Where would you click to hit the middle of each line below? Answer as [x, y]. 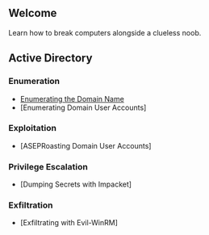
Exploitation [32, 128]
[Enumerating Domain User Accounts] [83, 107]
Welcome [33, 13]
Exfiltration [31, 205]
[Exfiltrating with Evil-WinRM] [69, 223]
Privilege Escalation [48, 166]
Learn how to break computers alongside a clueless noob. [105, 32]
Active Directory [50, 59]
